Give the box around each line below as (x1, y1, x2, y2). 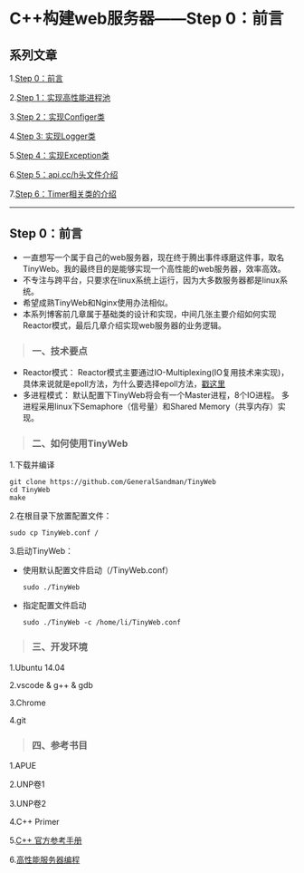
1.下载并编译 (9, 460, 55, 470)
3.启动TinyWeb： (9, 546, 74, 557)
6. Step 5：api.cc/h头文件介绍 (9, 170, 119, 179)
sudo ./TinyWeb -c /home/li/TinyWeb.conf (22, 618, 181, 627)
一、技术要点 (31, 344, 88, 357)
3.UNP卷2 (9, 799, 47, 809)
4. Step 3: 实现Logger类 (9, 131, 97, 141)
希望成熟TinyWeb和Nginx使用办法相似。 (22, 296, 174, 308)
